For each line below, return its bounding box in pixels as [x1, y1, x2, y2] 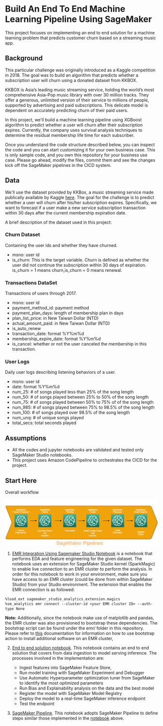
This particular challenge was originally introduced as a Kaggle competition [5, 67, 156, 73]
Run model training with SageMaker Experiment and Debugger [19, 670, 145, 676]
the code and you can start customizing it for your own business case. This [5, 147, 156, 152]
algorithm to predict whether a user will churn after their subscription [5, 122, 143, 128]
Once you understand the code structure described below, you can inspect [5, 142, 155, 148]
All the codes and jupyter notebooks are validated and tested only [12, 447, 144, 453]
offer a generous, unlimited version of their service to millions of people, [5, 97, 149, 103]
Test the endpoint [19, 701, 55, 707]
